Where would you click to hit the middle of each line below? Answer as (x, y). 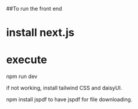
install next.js (40, 33)
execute (27, 60)
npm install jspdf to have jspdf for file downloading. (69, 99)
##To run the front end (34, 9)
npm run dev (22, 76)
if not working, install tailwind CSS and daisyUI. (64, 88)
